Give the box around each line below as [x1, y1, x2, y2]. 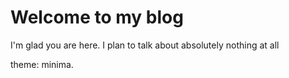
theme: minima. [10, 58, 74, 70]
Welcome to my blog [10, 6, 184, 29]
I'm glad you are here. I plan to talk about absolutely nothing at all [10, 39, 280, 51]
